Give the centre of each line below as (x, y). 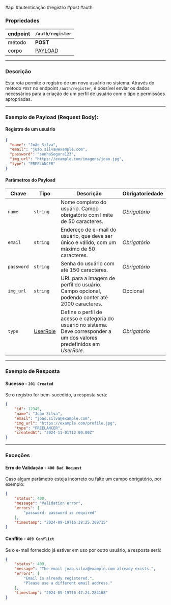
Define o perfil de (82, 312)
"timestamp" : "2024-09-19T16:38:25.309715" (61, 522)
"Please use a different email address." (68, 583)
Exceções (18, 456)
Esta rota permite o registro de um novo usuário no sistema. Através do (80, 83)
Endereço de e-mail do (89, 230)
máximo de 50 (78, 249)
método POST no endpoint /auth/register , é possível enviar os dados (78, 88)
